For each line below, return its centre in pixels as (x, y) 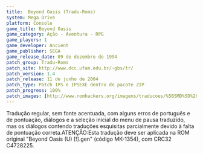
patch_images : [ (27, 96)
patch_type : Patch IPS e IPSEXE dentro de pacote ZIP (76, 85)
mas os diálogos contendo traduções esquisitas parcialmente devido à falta (100, 126)
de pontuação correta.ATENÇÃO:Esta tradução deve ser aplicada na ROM (98, 132)
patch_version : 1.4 (31, 74)
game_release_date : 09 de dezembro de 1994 (62, 57)
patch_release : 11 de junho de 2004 (52, 79)
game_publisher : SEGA (34, 51)
